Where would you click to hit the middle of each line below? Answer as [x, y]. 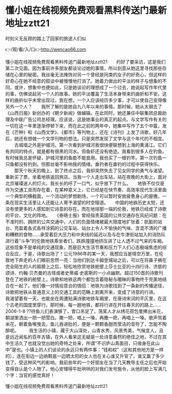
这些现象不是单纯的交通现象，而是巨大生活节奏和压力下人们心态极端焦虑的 [84, 247]
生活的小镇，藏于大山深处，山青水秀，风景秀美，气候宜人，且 [98, 330]
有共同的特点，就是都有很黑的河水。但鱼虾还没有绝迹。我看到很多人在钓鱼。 [86, 151]
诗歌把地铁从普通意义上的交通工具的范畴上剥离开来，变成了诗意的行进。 [80, 292]
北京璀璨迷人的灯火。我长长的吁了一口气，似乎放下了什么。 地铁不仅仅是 [85, 183]
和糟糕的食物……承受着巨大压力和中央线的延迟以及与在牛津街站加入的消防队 [85, 234]
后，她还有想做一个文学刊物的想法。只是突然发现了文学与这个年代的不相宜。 [86, 138]
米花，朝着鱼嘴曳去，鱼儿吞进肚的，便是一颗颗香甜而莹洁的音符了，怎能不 [84, 324]
